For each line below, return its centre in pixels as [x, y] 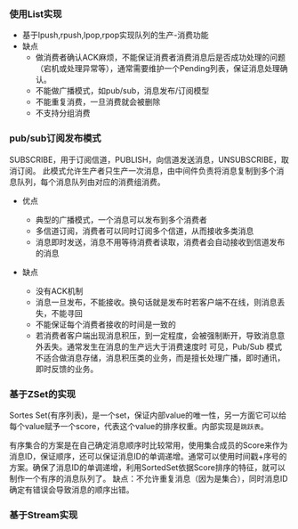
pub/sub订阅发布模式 [55, 138]
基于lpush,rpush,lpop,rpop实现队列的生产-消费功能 [115, 35]
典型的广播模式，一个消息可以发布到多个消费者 [121, 219]
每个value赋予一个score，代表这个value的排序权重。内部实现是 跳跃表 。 [139, 426]
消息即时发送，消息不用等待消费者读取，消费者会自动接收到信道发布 [160, 241]
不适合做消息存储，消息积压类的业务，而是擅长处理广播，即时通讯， [160, 357]
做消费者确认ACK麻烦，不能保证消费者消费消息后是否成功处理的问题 [161, 57]
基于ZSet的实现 [43, 394]
